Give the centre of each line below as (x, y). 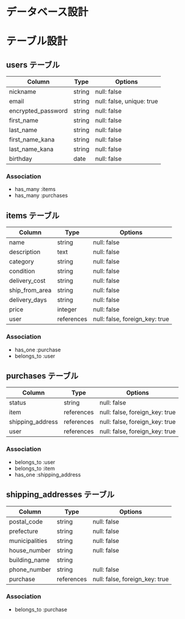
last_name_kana (32, 149)
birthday (21, 159)
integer (67, 309)
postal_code (26, 521)
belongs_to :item (35, 468)
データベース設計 (47, 12)
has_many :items (35, 189)
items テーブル (33, 215)
